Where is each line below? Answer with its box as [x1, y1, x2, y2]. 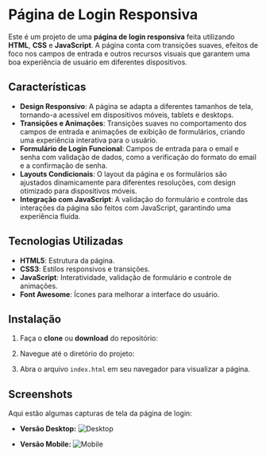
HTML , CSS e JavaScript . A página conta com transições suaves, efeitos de [8, 40, 259, 49]
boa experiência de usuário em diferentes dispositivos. [8, 57, 188, 67]
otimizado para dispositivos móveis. [19, 185, 137, 196]
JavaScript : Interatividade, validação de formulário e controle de [19, 272, 232, 282]
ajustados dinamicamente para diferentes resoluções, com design [19, 177, 236, 187]
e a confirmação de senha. [19, 161, 108, 170]
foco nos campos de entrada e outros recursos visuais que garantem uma [8, 49, 250, 58]
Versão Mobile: [19, 439, 71, 449]
